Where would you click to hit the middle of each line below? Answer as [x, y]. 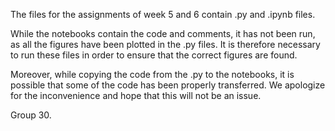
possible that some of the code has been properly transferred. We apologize [168, 85]
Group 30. [31, 115]
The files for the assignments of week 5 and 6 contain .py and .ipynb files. [163, 14]
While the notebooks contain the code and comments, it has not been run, [163, 33]
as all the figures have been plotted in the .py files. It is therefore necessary [165, 44]
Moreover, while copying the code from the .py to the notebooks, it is [152, 74]
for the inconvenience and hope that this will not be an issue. [136, 95]
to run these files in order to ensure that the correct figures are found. [154, 55]
